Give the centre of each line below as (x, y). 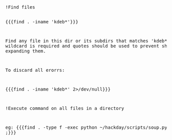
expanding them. (26, 51)
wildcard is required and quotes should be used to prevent (82, 46)
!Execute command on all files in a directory (65, 108)
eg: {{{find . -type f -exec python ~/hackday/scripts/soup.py (86, 128)
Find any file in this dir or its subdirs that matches (77, 41)
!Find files (20, 7)
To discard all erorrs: (35, 70)
